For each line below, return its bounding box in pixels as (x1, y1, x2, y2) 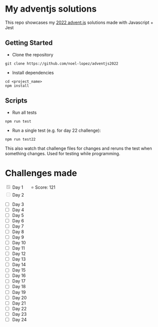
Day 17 (12, 278, 26, 284)
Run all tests (12, 109, 37, 115)
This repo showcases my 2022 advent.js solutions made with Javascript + (5, 19, 154, 25)
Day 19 (12, 289, 26, 295)
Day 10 (12, 239, 26, 245)
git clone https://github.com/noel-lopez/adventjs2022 (5, 61, 119, 66)
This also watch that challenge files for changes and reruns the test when (5, 145, 152, 151)
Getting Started (5, 39, 53, 47)
